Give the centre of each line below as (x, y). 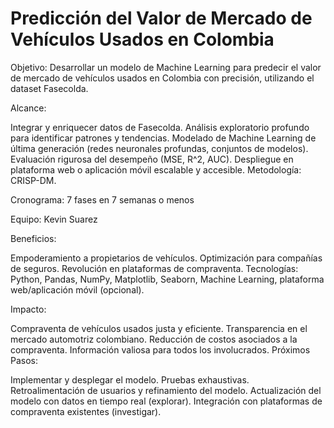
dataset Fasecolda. (49, 88)
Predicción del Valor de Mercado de (161, 18)
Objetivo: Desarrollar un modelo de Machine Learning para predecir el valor (166, 67)
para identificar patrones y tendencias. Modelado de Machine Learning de (163, 138)
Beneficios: (33, 238)
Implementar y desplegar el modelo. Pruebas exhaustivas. (130, 379)
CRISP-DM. (33, 180)
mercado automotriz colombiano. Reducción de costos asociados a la (154, 339)
